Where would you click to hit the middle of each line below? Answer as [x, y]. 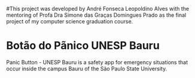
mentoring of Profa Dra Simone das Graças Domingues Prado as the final [96, 15]
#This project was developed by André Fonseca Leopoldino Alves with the [98, 9]
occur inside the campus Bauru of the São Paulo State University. [87, 68]
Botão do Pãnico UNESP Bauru [83, 46]
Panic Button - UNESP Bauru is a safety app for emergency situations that [97, 62]
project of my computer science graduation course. [70, 21]
